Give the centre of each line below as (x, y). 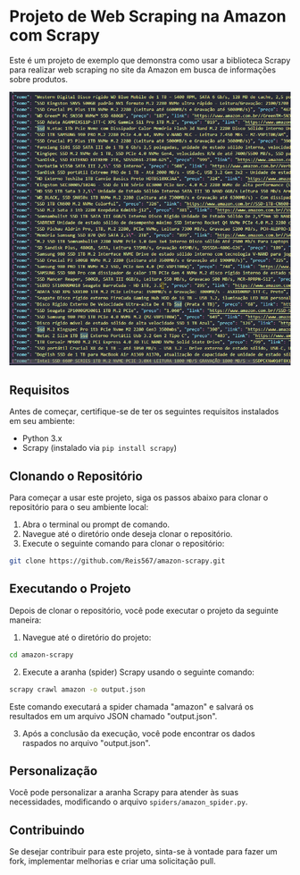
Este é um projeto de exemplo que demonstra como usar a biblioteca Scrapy (150, 60)
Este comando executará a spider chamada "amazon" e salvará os (132, 706)
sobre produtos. (39, 79)
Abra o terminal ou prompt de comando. (96, 524)
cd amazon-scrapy (42, 655)
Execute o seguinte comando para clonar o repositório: (123, 544)
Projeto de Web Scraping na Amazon (148, 17)
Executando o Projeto (70, 589)
